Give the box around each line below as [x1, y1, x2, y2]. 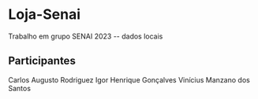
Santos [8, 83, 32, 93]
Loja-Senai [8, 5, 81, 24]
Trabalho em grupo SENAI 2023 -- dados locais [8, 31, 163, 41]
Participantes [8, 54, 77, 68]
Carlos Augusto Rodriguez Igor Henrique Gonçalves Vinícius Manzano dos [8, 75, 250, 84]
